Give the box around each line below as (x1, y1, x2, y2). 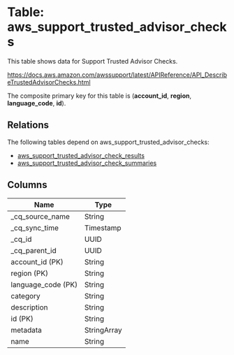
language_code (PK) (10, 280, 78, 289)
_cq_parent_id (10, 245, 57, 255)
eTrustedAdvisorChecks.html (7, 78, 91, 86)
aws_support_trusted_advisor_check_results (17, 151, 145, 159)
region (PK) (10, 268, 49, 278)
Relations (7, 119, 50, 131)
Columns (7, 179, 47, 191)
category (10, 291, 41, 300)
